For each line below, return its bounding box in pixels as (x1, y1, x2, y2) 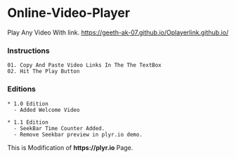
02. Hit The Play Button (7, 68, 80, 75)
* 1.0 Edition (7, 100, 49, 107)
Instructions (7, 46, 51, 56)
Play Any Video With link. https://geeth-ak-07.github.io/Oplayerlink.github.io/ (7, 28, 229, 37)
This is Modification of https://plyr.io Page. (7, 143, 133, 152)
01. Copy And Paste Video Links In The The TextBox (7, 62, 162, 69)
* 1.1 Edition (7, 118, 49, 126)
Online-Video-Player (7, 5, 131, 21)
